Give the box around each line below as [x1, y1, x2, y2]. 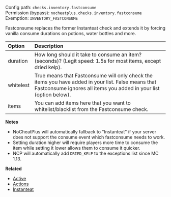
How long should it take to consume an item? [34, 51, 141, 58]
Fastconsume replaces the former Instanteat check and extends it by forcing [5, 25, 166, 31]
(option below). [34, 91, 71, 98]
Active [12, 176, 26, 181]
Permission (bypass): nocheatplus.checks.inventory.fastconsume [5, 10, 142, 16]
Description [34, 43, 64, 49]
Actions [12, 181, 29, 187]
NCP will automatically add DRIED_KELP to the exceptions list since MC [12, 150, 159, 156]
